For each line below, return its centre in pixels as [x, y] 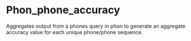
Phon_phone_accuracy [63, 10]
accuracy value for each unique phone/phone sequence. [75, 32]
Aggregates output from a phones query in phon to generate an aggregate [96, 26]
